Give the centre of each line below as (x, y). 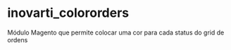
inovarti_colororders (68, 13)
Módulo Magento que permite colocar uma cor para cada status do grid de (116, 32)
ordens (18, 39)
